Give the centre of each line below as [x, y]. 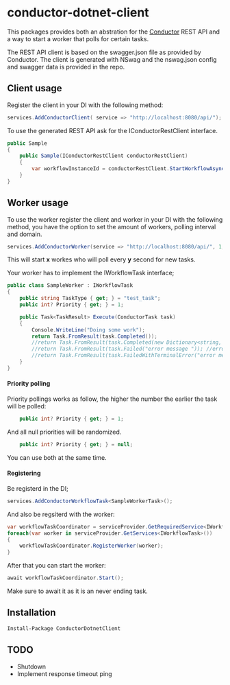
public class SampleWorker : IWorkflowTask [70, 286]
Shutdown [31, 666]
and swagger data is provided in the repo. [66, 67]
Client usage [35, 88]
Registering [24, 473]
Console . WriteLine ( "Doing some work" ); [89, 330]
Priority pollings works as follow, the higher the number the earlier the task [112, 399]
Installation [31, 613]
